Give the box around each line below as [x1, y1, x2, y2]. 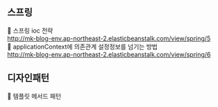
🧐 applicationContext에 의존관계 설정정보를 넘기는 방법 [7, 42, 158, 51]
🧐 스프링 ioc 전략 [7, 26, 53, 35]
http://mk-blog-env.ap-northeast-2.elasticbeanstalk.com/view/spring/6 [7, 50, 211, 58]
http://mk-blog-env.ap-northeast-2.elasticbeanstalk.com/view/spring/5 [7, 34, 211, 42]
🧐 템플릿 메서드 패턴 [7, 92, 62, 100]
